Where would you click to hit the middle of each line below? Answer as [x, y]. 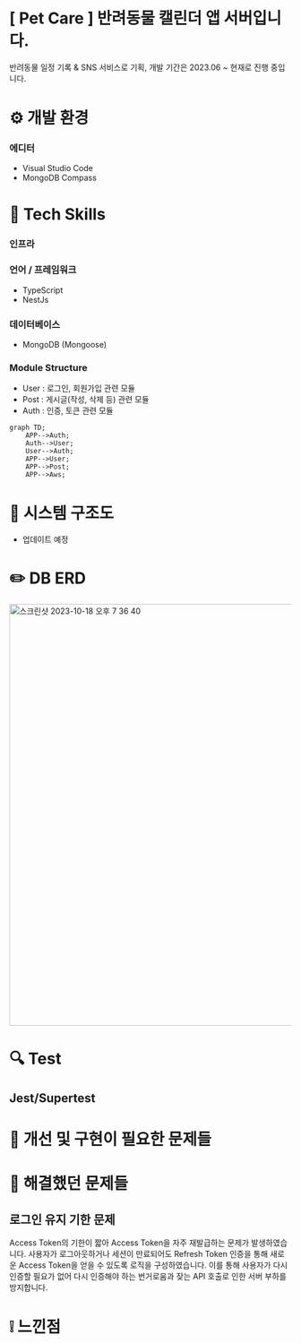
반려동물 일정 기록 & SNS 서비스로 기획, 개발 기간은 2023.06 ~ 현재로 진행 [139, 67]
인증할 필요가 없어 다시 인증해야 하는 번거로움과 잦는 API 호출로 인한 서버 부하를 [148, 1277]
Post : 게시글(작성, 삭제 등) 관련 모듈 [86, 400]
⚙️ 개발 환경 [49, 118]
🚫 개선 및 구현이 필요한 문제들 [111, 1140]
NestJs [35, 299]
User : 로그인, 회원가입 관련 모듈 [79, 388]
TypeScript [43, 290]
